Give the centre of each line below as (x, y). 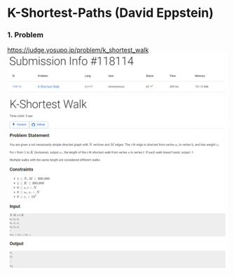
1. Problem (26, 35)
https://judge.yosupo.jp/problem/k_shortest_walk (78, 50)
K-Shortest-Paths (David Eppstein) (110, 13)
